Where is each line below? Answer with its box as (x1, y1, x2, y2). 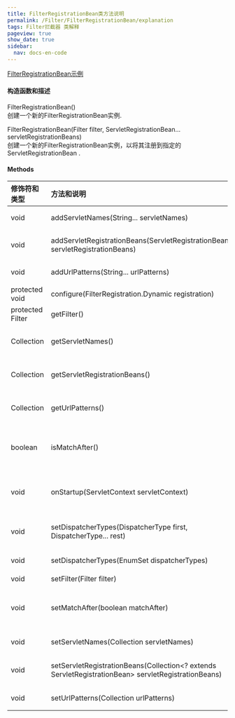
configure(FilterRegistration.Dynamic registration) (50, 289, 215, 299)
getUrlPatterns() (50, 403, 105, 413)
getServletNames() (50, 337, 114, 346)
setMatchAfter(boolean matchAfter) (50, 603, 169, 613)
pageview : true (7, 29, 52, 37)
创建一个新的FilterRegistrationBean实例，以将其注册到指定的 (7, 141, 182, 149)
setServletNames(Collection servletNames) (50, 637, 194, 647)
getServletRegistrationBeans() (50, 370, 150, 379)
